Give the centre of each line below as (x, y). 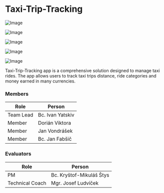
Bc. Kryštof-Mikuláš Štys (80, 175)
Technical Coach (27, 183)
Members (17, 94)
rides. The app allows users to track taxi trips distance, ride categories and (81, 76)
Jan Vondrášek (55, 131)
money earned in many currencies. (41, 81)
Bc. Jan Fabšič (55, 139)
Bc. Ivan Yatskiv (56, 115)
